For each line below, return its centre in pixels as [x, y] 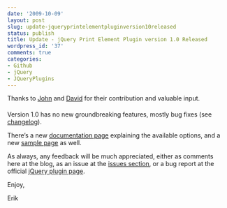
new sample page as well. [44, 142]
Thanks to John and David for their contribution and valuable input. [104, 98]
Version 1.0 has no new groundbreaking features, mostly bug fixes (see [110, 114]
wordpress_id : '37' [36, 46]
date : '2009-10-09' [36, 14]
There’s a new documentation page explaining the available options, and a [114, 135]
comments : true [29, 53]
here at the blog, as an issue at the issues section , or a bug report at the [111, 163]
